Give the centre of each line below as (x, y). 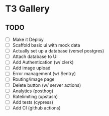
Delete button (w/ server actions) (47, 85)
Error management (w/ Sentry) (44, 74)
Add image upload (31, 68)
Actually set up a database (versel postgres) (58, 51)
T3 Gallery (28, 9)
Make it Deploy (28, 39)
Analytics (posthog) (33, 91)
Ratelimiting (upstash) (35, 96)
